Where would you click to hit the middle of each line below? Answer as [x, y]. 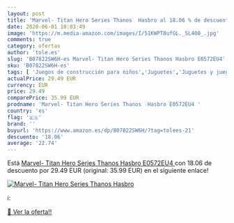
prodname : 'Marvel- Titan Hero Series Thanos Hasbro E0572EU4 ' [104, 105]
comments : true [29, 40]
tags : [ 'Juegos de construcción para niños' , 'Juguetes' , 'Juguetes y [110, 72]
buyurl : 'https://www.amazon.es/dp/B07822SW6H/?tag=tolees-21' [101, 130]
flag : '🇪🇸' [24, 117]
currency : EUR [28, 85]
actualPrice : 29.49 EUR [42, 78]
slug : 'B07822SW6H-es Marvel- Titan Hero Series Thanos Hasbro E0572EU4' [117, 59]
